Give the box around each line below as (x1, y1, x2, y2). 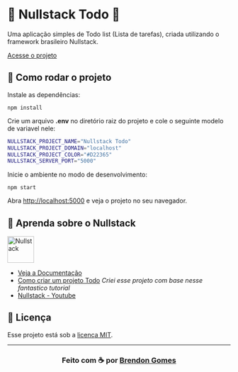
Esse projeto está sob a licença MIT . (7, 330, 113, 339)
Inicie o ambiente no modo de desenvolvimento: (7, 170, 147, 179)
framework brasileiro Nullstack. (7, 37, 99, 45)
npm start (7, 184, 37, 191)
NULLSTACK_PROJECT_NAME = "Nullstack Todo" (7, 137, 132, 145)
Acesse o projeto (7, 51, 57, 60)
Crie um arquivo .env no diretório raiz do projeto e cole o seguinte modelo (7, 116, 224, 125)
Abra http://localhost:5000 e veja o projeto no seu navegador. (7, 196, 188, 205)
